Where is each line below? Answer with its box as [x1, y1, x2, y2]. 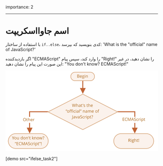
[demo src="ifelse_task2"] [5, 156, 58, 162]
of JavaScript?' [5, 46, 36, 52]
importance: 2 [5, 4, 33, 10]
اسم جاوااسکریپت [5, 26, 69, 37]
